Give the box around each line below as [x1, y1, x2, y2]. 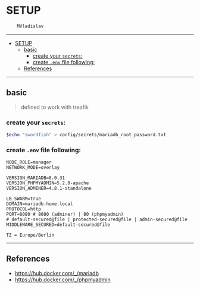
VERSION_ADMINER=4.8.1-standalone [6, 186, 92, 191]
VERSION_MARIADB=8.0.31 [6, 175, 65, 181]
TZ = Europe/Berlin [6, 233, 55, 238]
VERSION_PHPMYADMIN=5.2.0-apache [6, 180, 89, 186]
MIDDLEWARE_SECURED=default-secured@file [6, 222, 111, 228]
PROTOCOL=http [6, 206, 42, 212]
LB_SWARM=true [6, 196, 42, 202]
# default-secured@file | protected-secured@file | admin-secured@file [6, 216, 187, 223]
